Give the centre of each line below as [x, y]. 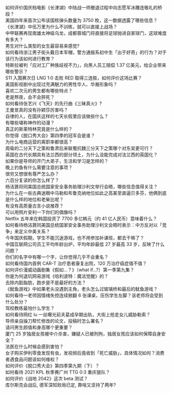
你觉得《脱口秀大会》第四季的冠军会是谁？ [50, 135]
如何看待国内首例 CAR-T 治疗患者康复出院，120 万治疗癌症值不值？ [76, 263]
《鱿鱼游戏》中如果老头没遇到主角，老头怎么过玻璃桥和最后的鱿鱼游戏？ [81, 289]
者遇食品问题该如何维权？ [32, 359]
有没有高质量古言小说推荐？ [35, 206]
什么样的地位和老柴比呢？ [37, 199]
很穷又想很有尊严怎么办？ [32, 174]
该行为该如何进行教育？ [30, 59]
